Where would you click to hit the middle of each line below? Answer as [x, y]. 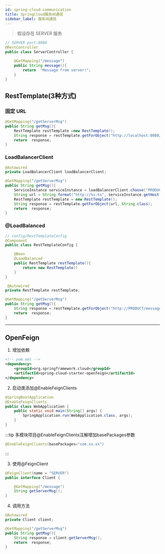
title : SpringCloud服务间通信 [34, 14]
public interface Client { [33, 478]
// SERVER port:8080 [26, 43]
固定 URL [16, 111]
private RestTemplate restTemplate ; [42, 291]
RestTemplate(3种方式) [41, 96]
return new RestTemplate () [50, 268]
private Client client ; [29, 520]
